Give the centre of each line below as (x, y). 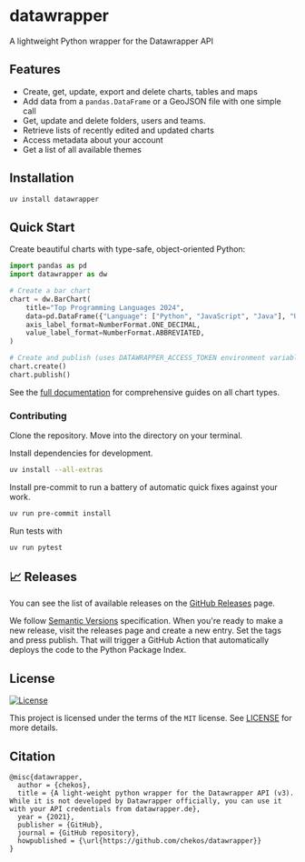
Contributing (38, 416)
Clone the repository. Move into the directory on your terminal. (126, 436)
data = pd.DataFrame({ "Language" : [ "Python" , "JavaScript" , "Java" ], (156, 316)
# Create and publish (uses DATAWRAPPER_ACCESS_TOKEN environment (138, 358)
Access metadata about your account (93, 140)
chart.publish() (40, 375)
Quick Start (42, 227)
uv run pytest (36, 547)
